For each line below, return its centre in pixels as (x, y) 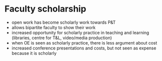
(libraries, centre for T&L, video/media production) (62, 38)
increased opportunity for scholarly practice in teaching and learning (80, 32)
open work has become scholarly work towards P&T (64, 22)
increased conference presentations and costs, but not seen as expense (84, 48)
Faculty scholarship (45, 9)
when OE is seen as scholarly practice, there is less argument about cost (84, 43)
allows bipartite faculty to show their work (53, 27)
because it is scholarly (34, 53)
